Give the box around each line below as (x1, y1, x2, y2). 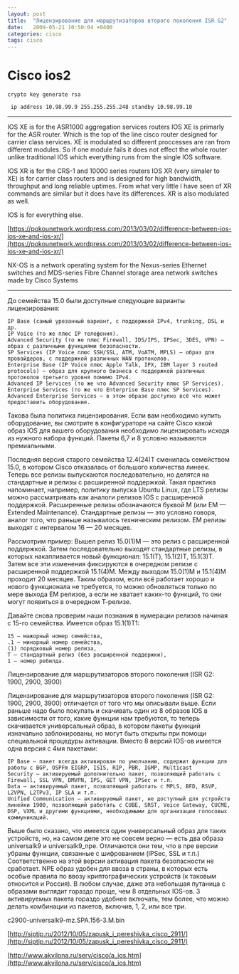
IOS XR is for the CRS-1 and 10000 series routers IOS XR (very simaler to (7, 166, 221, 175)
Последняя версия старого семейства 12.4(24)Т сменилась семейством (7, 455, 230, 464)
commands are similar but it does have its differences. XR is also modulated (7, 189, 230, 198)
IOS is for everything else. (7, 211, 83, 219)
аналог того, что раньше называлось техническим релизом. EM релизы (7, 516, 226, 524)
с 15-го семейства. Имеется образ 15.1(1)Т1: (7, 619, 140, 628)
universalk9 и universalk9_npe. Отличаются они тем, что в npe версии (7, 842, 218, 850)
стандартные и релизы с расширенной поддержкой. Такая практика (7, 478, 216, 487)
